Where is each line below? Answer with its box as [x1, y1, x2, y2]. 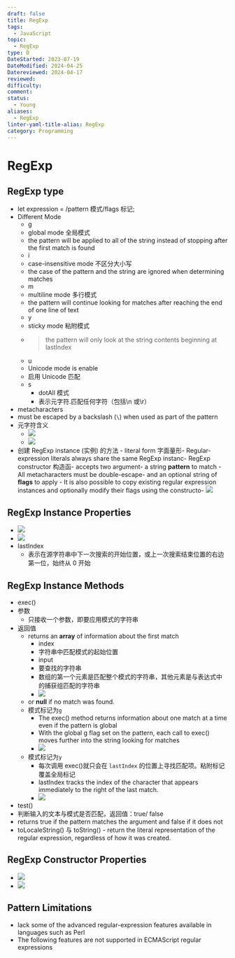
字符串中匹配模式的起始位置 [38, 648, 119, 655]
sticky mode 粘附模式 [27, 321, 90, 330]
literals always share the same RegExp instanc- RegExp [50, 454, 211, 463]
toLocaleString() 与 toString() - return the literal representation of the [17, 826, 215, 834]
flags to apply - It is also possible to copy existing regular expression [17, 478, 217, 487]
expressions [17, 943, 53, 951]
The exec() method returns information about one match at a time [38, 714, 227, 722]
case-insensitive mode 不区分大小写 [27, 260, 132, 268]
